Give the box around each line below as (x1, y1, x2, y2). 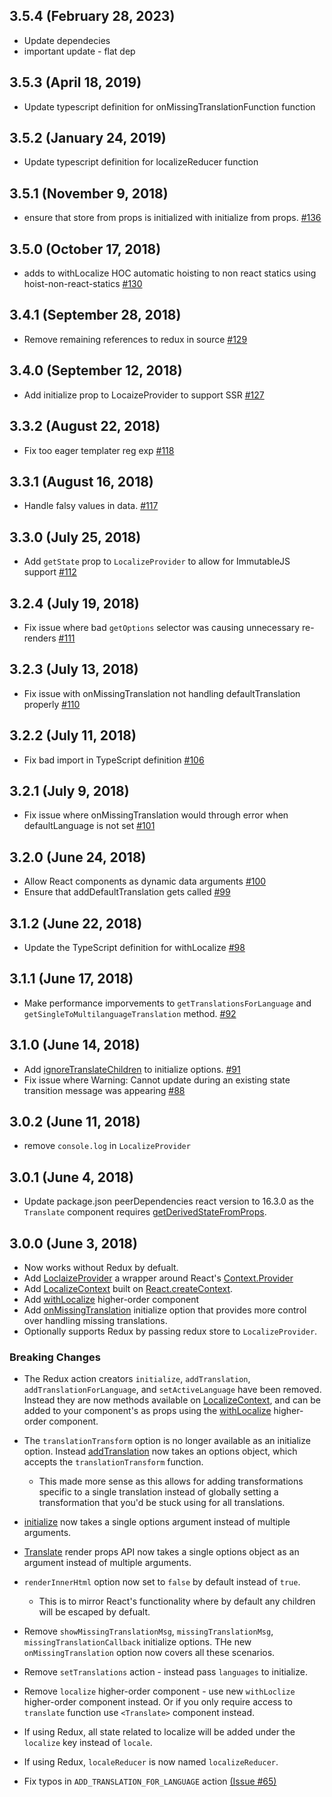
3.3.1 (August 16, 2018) (9, 473, 154, 490)
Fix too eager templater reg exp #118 (23, 444, 175, 456)
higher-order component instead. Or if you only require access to (23, 1696, 293, 1708)
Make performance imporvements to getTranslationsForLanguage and (23, 997, 312, 1009)
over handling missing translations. (23, 1315, 168, 1327)
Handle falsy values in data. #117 (23, 500, 159, 512)
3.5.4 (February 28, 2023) (9, 8, 176, 25)
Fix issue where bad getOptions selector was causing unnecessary (23, 621, 301, 633)
